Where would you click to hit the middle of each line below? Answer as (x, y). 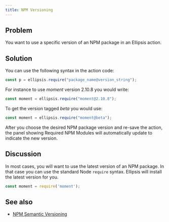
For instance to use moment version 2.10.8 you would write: (67, 90)
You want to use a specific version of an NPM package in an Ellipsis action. (83, 42)
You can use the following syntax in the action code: (60, 71)
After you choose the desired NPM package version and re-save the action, (84, 127)
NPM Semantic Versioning (40, 214)
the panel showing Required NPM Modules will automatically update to (79, 132)
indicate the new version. (32, 138)
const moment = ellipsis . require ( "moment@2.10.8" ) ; (61, 99)
